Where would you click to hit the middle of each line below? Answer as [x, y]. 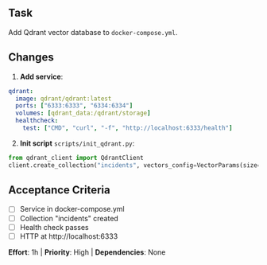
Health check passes [54, 227]
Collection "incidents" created [69, 218]
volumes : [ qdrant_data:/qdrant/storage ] [83, 113]
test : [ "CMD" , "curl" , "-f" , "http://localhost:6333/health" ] [128, 128]
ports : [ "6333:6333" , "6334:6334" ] [74, 106]
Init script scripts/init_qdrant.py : [77, 143]
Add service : [41, 76]
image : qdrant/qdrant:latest [64, 99]
